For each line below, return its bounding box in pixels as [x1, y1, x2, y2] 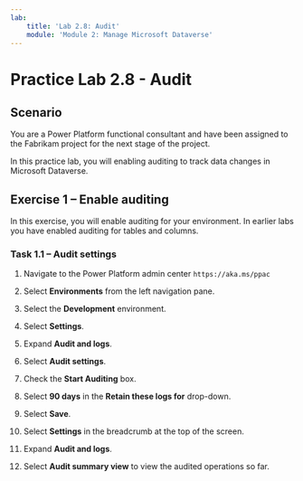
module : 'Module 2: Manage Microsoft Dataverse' [26, 30, 213, 39]
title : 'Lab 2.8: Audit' [26, 22, 120, 31]
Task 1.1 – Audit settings [10, 248, 117, 260]
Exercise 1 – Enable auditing [10, 192, 170, 207]
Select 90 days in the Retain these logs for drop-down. [23, 391, 232, 402]
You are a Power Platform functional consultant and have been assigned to [10, 128, 289, 140]
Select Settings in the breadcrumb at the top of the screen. [23, 426, 245, 437]
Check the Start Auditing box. [23, 373, 137, 384]
